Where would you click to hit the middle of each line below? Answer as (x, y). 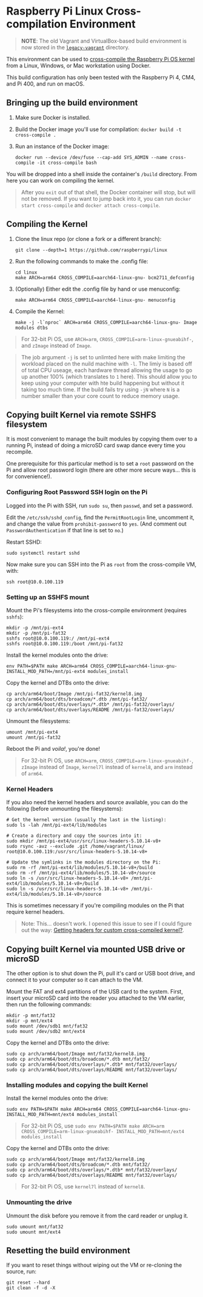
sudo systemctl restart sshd (43, 553)
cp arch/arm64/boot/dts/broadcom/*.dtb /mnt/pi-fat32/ (77, 699)
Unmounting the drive (39, 1202)
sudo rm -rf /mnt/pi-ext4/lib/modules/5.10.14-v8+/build (80, 868)
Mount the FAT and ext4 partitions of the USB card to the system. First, (95, 992)
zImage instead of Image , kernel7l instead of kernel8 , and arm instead (107, 767)
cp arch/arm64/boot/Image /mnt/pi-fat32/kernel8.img (74, 694)
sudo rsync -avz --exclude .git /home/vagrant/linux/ (76, 847)
